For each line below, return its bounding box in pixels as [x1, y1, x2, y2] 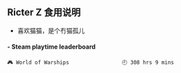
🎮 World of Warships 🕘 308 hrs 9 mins [7, 59, 174, 66]
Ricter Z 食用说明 [7, 6, 81, 19]
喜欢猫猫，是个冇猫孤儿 [17, 26, 85, 35]
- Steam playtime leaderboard [7, 42, 96, 51]
